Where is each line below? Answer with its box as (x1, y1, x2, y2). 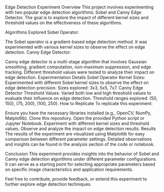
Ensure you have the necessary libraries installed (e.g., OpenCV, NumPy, (5, 110, 152, 116)
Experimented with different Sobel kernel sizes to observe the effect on (5, 80, 149, 85)
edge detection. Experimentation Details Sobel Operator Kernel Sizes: (5, 75, 145, 80)
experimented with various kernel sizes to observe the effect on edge (5, 44, 145, 50)
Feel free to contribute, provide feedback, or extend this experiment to (5, 176, 147, 182)
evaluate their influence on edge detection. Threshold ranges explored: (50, (5, 95, 158, 101)
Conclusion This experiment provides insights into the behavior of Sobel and (5, 151, 159, 157)
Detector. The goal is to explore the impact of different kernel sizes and (5, 15, 149, 20)
